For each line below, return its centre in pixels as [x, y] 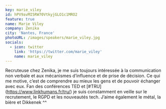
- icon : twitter [27, 47]
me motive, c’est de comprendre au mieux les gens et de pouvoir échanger [83, 81]
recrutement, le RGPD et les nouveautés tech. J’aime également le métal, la [83, 97]
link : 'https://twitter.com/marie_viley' [58, 51]
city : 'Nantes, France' [30, 33]
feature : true [20, 19]
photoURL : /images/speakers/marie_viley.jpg [53, 38]
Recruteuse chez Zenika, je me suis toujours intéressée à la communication [83, 70]
